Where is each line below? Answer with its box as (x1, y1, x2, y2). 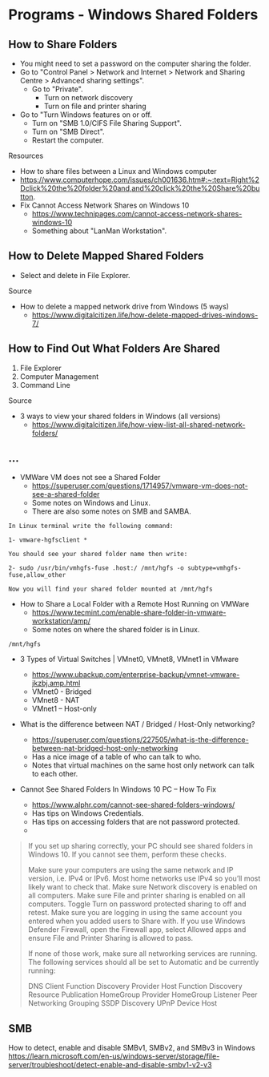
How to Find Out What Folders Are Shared (8, 342, 220, 356)
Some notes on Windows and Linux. (31, 498, 151, 508)
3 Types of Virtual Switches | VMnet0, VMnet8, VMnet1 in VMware (19, 655, 239, 664)
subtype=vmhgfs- (187, 564, 242, 572)
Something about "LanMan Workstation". (31, 226, 167, 236)
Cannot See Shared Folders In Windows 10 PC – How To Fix (19, 785, 217, 794)
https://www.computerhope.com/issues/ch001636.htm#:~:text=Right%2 (19, 175, 260, 184)
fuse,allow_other (8, 571, 66, 579)
